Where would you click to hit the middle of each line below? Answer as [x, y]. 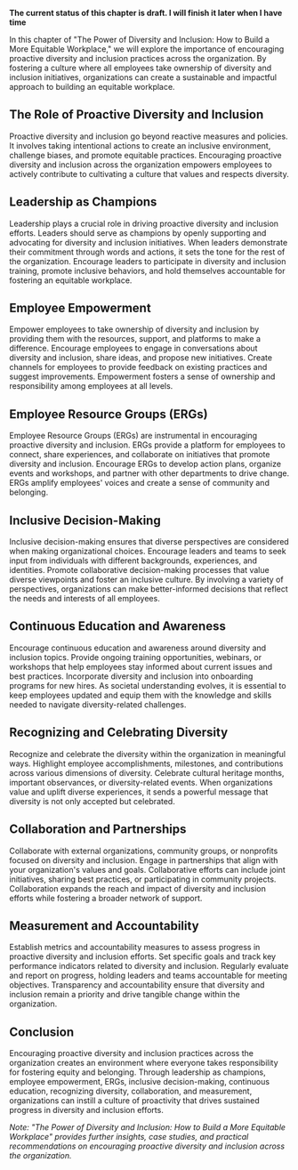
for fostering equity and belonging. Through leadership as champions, [138, 1072]
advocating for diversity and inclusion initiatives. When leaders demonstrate [149, 242]
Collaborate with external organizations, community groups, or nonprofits [144, 851]
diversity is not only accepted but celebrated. [92, 801]
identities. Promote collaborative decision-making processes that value [139, 570]
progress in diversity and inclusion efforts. [87, 1110]
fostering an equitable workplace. [71, 280]
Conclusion [42, 1032]
